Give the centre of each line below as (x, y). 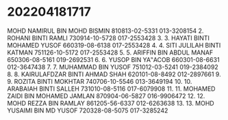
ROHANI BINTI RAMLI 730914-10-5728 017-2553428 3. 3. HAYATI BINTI (109, 37)
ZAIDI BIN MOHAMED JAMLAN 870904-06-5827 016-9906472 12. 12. (106, 95)
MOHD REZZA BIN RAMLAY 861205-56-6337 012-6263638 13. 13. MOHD (111, 103)
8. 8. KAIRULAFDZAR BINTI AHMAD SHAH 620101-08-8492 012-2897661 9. (114, 74)
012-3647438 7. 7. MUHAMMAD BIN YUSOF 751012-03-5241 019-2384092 (113, 67)
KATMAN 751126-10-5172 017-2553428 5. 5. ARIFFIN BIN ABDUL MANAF (110, 52)
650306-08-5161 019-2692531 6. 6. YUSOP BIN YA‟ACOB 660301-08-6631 (114, 59)
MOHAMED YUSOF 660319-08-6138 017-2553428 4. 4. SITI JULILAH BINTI (114, 45)
